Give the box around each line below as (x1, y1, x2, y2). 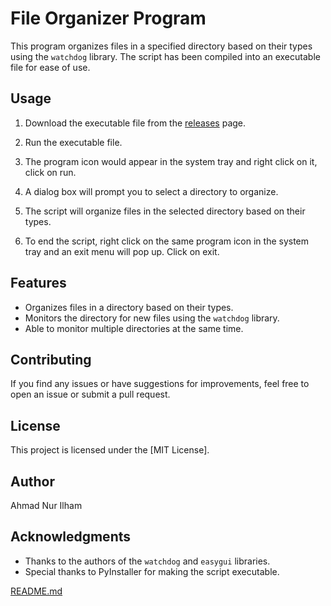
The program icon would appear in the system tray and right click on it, (24, 155, 318, 167)
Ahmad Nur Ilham (10, 500, 83, 511)
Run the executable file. (24, 136, 123, 148)
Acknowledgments (10, 528, 132, 546)
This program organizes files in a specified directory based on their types (10, 40, 313, 52)
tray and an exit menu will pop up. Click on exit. (24, 245, 220, 257)
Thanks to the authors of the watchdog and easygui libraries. (24, 555, 271, 567)
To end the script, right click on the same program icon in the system (24, 235, 310, 247)
